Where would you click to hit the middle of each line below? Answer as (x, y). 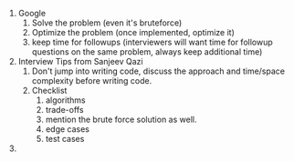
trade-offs (64, 110)
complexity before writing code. (92, 80)
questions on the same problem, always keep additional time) (147, 52)
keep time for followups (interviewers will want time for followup (152, 42)
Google (32, 13)
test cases (65, 139)
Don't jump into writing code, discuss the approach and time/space (158, 71)
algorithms (65, 100)
